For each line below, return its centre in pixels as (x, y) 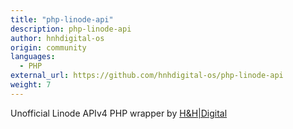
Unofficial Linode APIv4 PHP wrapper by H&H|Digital (119, 113)
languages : (33, 57)
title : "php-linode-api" (62, 19)
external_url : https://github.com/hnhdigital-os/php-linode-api (147, 76)
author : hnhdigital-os (57, 38)
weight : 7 (31, 85)
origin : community (48, 47)
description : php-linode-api (71, 29)
